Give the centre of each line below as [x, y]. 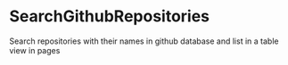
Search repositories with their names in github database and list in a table [144, 41]
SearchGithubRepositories [110, 16]
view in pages [35, 50]
